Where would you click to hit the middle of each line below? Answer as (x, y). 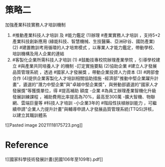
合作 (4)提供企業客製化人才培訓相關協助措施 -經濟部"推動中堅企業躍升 (83, 78)
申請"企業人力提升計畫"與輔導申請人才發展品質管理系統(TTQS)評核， (86, 109)
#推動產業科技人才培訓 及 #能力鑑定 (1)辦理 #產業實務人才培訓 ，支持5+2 (86, 35)
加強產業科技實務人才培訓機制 (35, 25)
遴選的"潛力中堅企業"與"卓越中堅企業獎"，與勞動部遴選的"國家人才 (91, 84)
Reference (27, 145)
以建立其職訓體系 (30, 115)
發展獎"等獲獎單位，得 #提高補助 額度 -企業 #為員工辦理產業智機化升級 (84, 90)
